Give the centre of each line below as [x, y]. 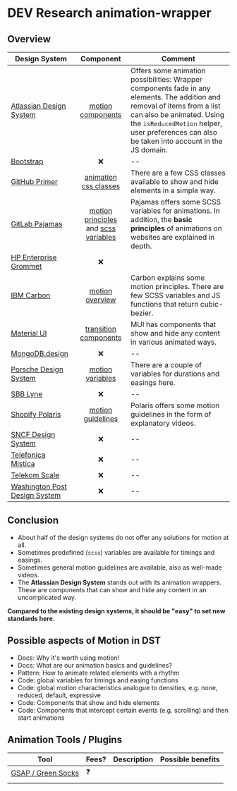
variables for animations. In [175, 211]
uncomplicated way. [47, 597]
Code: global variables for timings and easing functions [98, 680]
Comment [178, 59]
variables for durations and [175, 374]
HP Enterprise [34, 257]
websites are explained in [172, 237]
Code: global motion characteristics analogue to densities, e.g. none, [117, 687]
